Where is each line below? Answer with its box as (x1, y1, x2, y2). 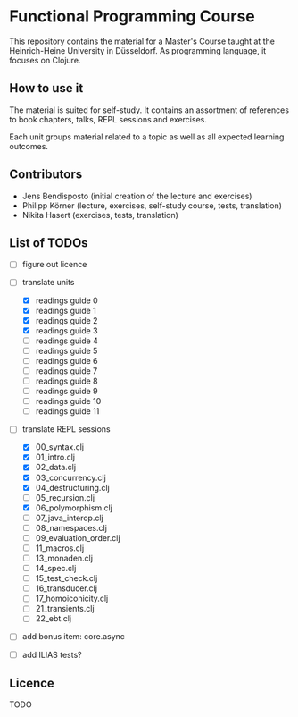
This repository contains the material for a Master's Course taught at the (9, 36, 275, 46)
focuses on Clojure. (9, 55, 81, 65)
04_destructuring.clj (35, 482, 110, 493)
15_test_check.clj (35, 573, 98, 584)
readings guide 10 (35, 396, 102, 407)
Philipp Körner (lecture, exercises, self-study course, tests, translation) (21, 199, 283, 211)
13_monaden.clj (35, 553, 94, 563)
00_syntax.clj (35, 442, 85, 452)
